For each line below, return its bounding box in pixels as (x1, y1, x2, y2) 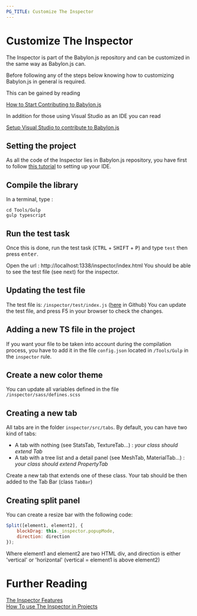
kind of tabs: (6, 430, 37, 437)
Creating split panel (6, 495, 80, 505)
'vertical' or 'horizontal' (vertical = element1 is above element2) (6, 556, 160, 563)
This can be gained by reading (6, 89, 80, 97)
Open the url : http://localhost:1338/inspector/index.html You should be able (6, 262, 191, 269)
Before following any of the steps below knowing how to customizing (6, 72, 175, 79)
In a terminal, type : (6, 196, 53, 203)
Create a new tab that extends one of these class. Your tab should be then (6, 472, 188, 479)
